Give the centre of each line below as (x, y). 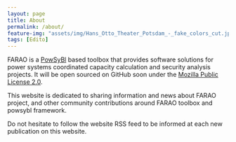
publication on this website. (47, 132)
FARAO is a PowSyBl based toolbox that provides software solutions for (111, 59)
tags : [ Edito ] (28, 40)
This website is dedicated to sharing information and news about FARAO (112, 96)
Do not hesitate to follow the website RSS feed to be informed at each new (115, 124)
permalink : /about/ (36, 27)
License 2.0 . (25, 82)
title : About (26, 20)
